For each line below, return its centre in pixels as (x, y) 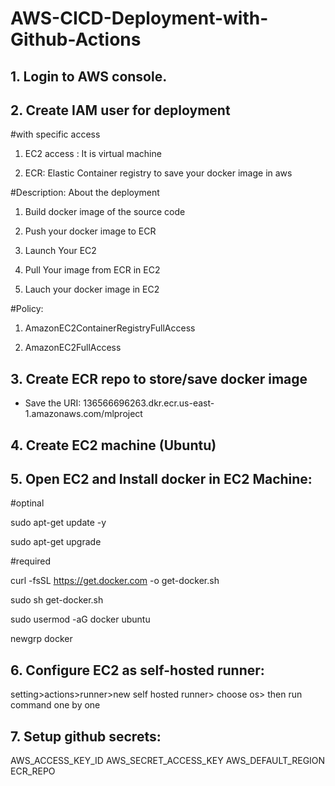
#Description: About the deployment (85, 193)
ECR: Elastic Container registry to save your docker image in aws (158, 173)
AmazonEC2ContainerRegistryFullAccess (110, 328)
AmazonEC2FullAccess (73, 348)
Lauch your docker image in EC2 (92, 289)
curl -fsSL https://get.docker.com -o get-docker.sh (115, 581)
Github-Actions (76, 39)
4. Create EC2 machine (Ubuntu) (113, 445)
